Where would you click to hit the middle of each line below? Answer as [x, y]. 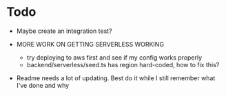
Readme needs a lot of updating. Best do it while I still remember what [116, 78]
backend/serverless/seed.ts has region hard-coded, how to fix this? [123, 64]
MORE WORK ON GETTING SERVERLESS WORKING [90, 44]
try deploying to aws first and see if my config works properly [114, 57]
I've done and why [43, 85]
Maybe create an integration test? [64, 31]
